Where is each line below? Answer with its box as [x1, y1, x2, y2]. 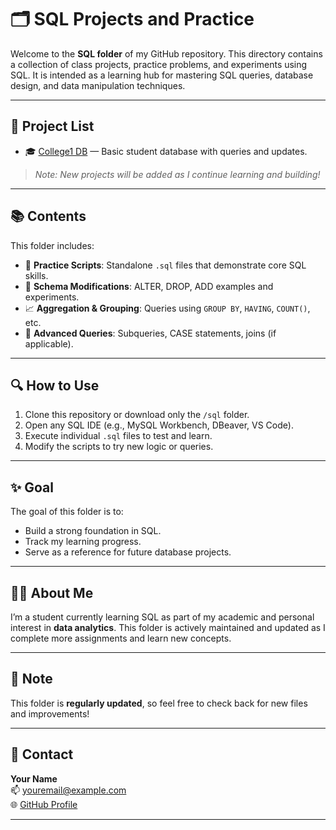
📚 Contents [10, 208, 87, 225]
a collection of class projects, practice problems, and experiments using [10, 58, 308, 70]
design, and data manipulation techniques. [10, 79, 186, 91]
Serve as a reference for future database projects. [24, 546, 232, 558]
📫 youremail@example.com [10, 784, 127, 796]
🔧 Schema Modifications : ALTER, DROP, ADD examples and [24, 280, 274, 292]
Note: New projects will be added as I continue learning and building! [34, 168, 321, 180]
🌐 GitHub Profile [10, 798, 78, 810]
